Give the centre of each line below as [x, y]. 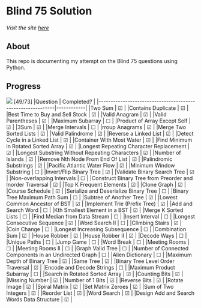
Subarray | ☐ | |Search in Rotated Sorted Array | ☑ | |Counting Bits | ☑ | [95, 274]
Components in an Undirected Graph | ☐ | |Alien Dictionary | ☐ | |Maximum [99, 255]
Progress [23, 86]
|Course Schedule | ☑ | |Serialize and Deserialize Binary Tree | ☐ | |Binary [97, 191]
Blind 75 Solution [49, 11]
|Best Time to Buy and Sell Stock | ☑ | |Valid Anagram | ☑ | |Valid [86, 114]
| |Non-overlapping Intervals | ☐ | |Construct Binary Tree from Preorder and [100, 178]
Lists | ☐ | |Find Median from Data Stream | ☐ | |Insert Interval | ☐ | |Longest [100, 216]
